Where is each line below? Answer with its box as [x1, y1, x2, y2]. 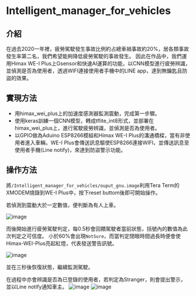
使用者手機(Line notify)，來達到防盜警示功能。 [14, 146, 126, 153]
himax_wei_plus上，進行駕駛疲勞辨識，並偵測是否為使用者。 [14, 124, 160, 131]
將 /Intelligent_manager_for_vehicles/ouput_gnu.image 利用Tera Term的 [6, 182, 180, 189]
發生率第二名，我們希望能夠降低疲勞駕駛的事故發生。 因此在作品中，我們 [6, 53, 182, 60]
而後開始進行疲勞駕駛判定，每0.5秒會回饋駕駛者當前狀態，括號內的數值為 [6, 225, 183, 232]
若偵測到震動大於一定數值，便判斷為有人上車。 [6, 201, 119, 208]
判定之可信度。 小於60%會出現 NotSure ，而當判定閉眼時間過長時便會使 [11, 232, 181, 239]
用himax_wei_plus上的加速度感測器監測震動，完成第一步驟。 [14, 110, 160, 117]
